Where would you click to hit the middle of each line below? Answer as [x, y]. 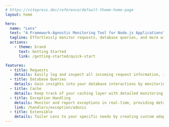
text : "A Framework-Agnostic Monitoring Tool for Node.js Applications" [88, 33]
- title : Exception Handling [40, 98]
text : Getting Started [42, 51]
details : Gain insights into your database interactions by [78, 84]
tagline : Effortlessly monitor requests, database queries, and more [84, 38]
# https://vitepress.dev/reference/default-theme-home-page [70, 10]
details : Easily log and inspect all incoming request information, [88, 75]
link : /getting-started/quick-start [57, 56]
